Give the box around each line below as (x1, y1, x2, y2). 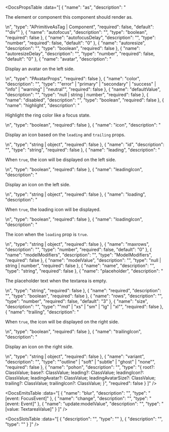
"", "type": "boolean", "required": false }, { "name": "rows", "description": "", (5, 293, 163, 299)
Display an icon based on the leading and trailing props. (5, 132, 126, 138)
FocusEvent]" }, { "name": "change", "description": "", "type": (21, 396, 148, 401)
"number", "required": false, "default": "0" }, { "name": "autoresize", (5, 40, 146, 46)
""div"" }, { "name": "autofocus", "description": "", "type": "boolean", (5, 29, 148, 35)
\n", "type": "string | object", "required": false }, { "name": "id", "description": (5, 141, 165, 147)
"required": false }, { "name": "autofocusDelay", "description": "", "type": (5, 35, 156, 40)
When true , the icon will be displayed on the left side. (5, 156, 117, 163)
